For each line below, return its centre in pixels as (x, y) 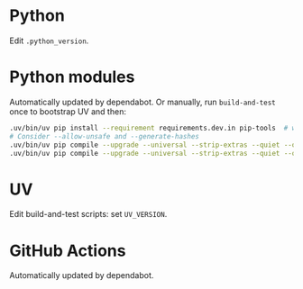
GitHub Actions (68, 251)
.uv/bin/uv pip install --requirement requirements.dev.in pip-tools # (149, 128)
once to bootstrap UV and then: (68, 111)
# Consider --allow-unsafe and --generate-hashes (105, 136)
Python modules (72, 77)
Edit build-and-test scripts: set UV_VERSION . (88, 214)
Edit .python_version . (49, 41)
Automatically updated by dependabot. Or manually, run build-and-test (143, 102)
